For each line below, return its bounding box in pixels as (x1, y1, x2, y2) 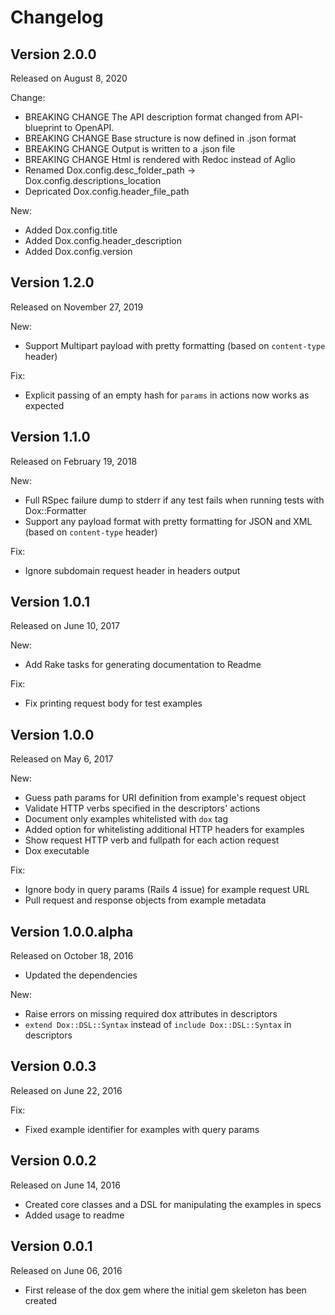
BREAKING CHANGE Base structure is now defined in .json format (24, 132, 297, 144)
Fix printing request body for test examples (24, 697, 203, 710)
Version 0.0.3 (10, 1058, 97, 1075)
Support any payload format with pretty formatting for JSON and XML (24, 515, 313, 527)
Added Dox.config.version (24, 246, 133, 257)
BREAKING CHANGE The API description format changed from (24, 111, 283, 123)
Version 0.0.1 (10, 1238, 93, 1255)
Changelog (10, 6, 104, 29)
